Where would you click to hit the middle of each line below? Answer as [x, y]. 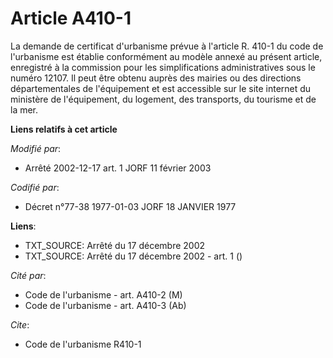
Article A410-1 [71, 18]
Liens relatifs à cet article [64, 129]
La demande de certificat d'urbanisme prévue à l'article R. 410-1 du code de [167, 46]
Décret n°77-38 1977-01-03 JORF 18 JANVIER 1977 [130, 206]
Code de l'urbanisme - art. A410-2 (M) [103, 294]
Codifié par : [35, 187]
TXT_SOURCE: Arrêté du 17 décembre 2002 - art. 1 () [133, 256]
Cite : [20, 324]
